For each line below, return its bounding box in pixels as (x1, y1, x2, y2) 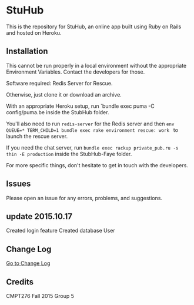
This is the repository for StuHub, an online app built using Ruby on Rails (6, 23, 182, 30)
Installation (6, 47, 48, 57)
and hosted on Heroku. (6, 29, 62, 36)
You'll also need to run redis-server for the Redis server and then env (6, 120, 175, 127)
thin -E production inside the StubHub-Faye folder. (6, 150, 132, 157)
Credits (6, 277, 34, 287)
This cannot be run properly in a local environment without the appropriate (6, 62, 187, 69)
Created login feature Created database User (6, 227, 116, 234)
